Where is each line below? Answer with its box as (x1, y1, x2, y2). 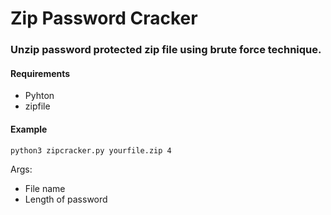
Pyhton (24, 90, 55, 102)
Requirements (10, 67, 71, 79)
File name (24, 182, 66, 194)
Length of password (24, 193, 108, 205)
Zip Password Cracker (10, 7, 198, 30)
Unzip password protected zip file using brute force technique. (10, 43, 322, 57)
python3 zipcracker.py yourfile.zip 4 (10, 145, 172, 156)
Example (10, 123, 48, 135)
